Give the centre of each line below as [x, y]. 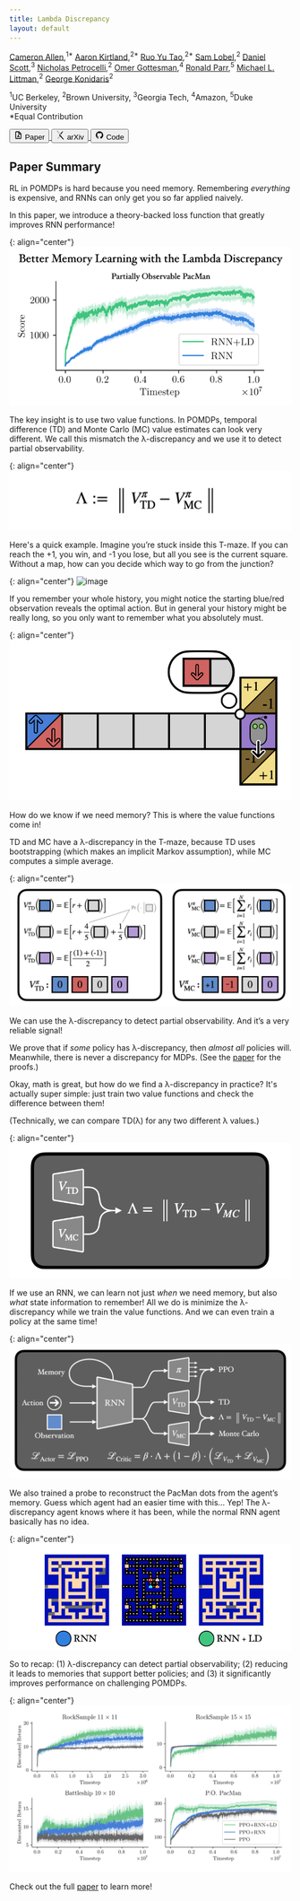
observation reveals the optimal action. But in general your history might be [148, 608]
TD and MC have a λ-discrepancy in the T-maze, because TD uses [133, 842]
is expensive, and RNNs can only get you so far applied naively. [126, 197]
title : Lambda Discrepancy [60, 19]
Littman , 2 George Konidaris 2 [61, 78]
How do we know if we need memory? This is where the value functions [142, 815]
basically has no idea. [49, 1522]
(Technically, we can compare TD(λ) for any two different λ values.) [134, 1121]
